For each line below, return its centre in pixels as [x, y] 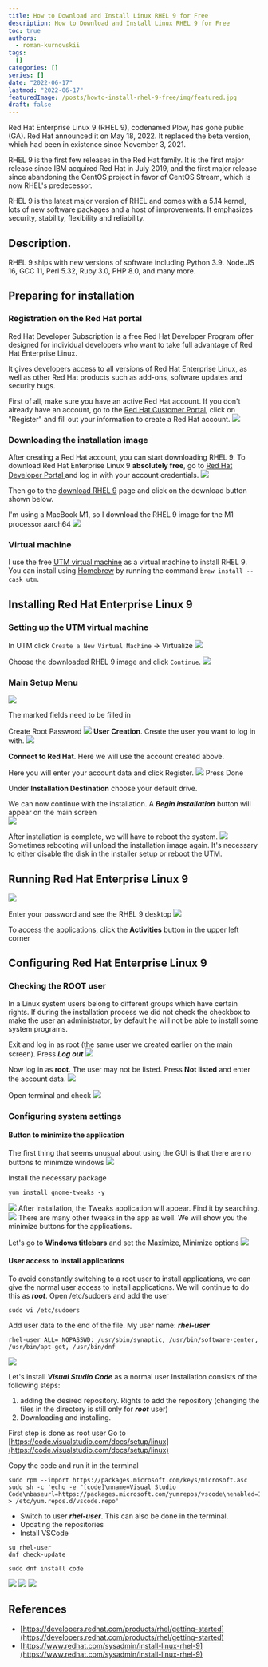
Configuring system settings [65, 1116]
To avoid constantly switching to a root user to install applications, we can [130, 1279]
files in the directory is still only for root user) [94, 1409]
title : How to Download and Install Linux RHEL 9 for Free [108, 16]
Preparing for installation [72, 296]
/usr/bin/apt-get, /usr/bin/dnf [62, 1347]
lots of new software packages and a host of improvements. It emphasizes [131, 209]
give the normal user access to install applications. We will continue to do [129, 1287]
